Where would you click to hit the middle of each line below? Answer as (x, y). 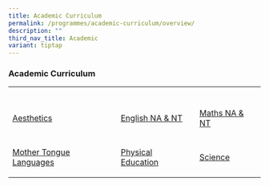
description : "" (35, 30)
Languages (33, 163)
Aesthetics (32, 119)
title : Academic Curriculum (55, 16)
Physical (137, 152)
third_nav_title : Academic (53, 38)
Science (215, 157)
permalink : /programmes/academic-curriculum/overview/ (102, 23)
